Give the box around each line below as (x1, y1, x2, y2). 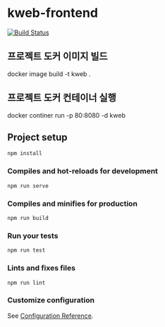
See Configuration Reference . (7, 311, 94, 320)
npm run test (7, 247, 46, 254)
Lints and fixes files (7, 263, 76, 273)
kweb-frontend (7, 5, 99, 21)
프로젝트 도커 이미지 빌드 (7, 51, 108, 63)
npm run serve (7, 182, 49, 190)
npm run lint (7, 279, 46, 286)
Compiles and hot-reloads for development (7, 166, 159, 176)
